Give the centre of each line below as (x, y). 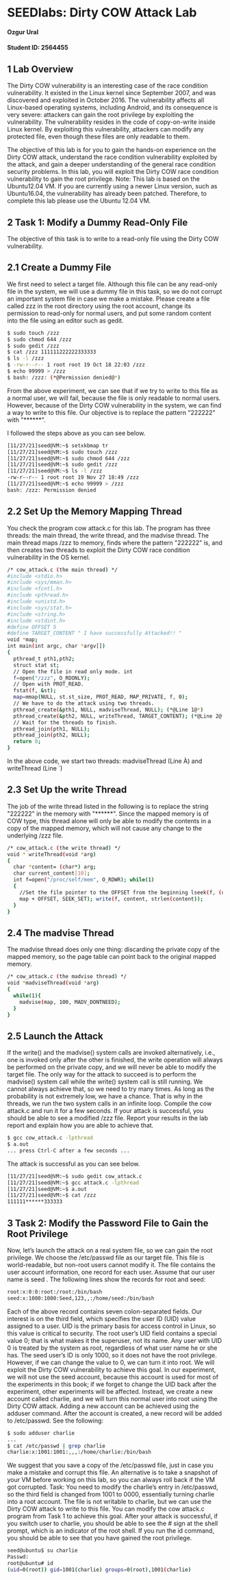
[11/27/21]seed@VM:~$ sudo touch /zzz (62, 452)
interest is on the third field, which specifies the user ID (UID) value (102, 1318)
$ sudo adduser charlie (41, 1433)
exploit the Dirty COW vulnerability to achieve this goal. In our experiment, (112, 1369)
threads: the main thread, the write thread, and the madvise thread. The (108, 535)
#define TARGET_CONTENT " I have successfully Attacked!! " (95, 634)
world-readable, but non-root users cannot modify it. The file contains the (111, 1265)
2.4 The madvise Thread (61, 933)
